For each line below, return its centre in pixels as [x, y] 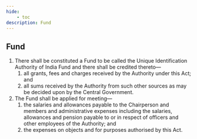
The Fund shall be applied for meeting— [63, 99]
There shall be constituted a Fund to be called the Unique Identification [101, 61]
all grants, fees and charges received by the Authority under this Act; [107, 73]
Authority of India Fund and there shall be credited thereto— [88, 67]
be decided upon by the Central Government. [78, 92]
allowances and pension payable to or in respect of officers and [101, 117]
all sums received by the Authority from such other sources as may [105, 86]
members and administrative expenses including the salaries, [98, 111]
